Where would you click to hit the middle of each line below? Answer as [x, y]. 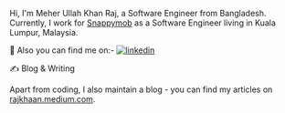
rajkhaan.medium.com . [53, 99]
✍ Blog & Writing [42, 68]
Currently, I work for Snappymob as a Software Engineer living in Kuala [143, 23]
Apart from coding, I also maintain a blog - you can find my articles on [141, 89]
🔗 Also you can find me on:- [62, 50]
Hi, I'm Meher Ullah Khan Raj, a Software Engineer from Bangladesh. [138, 13]
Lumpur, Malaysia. [44, 32]
